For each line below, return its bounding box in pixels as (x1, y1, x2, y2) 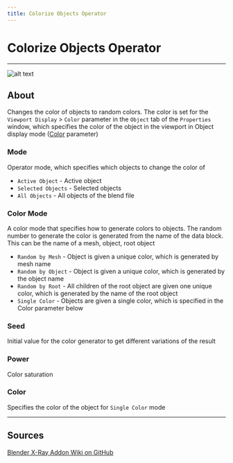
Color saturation (7, 370, 53, 378)
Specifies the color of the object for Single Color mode (7, 403, 166, 411)
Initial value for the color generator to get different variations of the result (7, 337, 216, 345)
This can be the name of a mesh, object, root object (7, 238, 155, 247)
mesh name (17, 259, 51, 268)
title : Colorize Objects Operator (7, 10, 107, 17)
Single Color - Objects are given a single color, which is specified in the (17, 296, 224, 305)
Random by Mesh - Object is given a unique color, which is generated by (17, 252, 219, 261)
